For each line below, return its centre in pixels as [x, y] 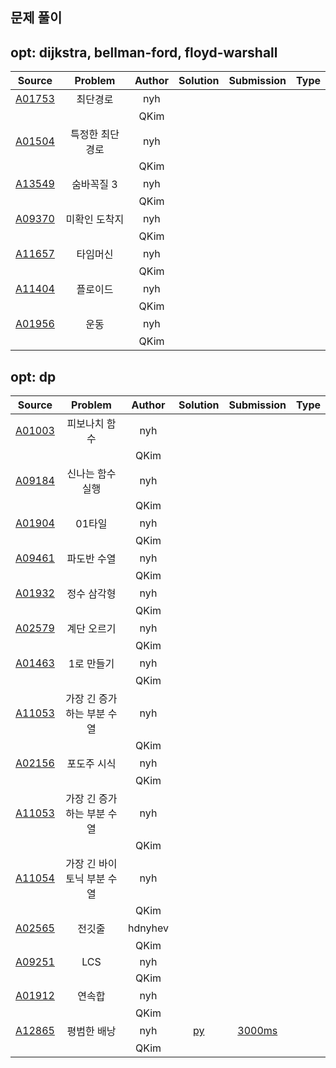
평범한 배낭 [91, 1031]
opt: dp [33, 376]
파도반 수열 [91, 559]
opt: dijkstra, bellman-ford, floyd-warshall [144, 52]
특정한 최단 [94, 135]
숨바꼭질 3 [94, 185]
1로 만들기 [91, 664]
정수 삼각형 [91, 594]
